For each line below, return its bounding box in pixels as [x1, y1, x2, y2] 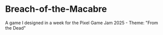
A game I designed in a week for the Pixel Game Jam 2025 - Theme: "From [5, 20, 159, 26]
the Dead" [5, 25, 26, 31]
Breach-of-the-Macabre [5, 3, 108, 15]
